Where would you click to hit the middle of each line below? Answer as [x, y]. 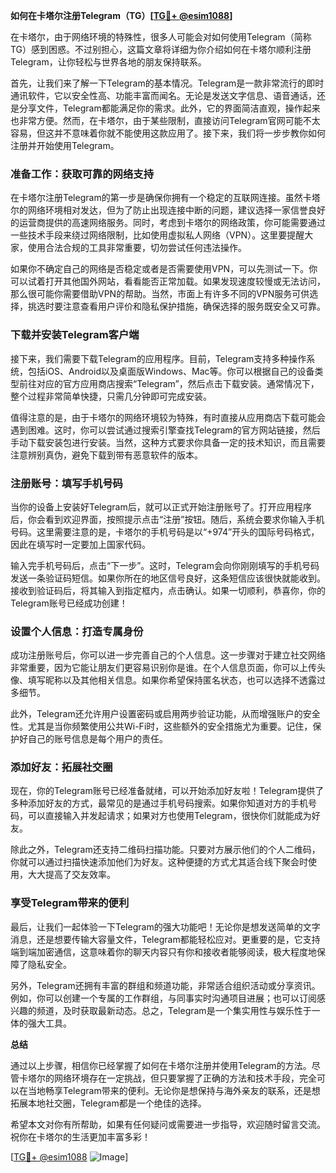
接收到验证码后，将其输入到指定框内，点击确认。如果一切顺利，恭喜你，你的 [168, 590]
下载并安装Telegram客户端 [75, 335]
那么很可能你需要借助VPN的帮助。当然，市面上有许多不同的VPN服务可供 [160, 294]
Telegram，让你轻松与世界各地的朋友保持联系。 [108, 62]
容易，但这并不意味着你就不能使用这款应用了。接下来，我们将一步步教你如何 [168, 133]
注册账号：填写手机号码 [66, 483]
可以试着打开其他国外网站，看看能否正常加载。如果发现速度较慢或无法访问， [168, 281]
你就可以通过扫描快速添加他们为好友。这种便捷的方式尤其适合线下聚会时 [159, 862]
